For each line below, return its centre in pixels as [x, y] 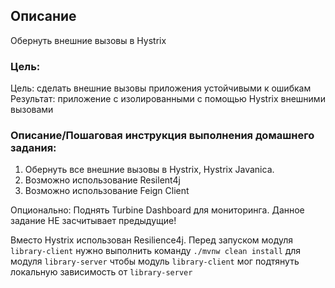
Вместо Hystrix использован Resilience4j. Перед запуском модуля [152, 240]
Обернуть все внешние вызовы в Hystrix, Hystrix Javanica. [149, 170]
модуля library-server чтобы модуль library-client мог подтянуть [155, 261]
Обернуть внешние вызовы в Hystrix [88, 40]
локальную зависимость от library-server [101, 272]
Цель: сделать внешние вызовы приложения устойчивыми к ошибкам [161, 88]
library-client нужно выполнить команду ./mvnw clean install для [156, 251]
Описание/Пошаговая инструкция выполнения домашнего [162, 136]
